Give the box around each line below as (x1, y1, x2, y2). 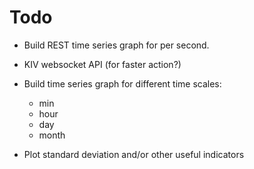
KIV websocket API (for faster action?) (23, 58, 182, 70)
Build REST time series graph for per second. (23, 39, 210, 51)
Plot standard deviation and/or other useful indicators (23, 148, 245, 160)
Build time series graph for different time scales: (23, 77, 222, 90)
